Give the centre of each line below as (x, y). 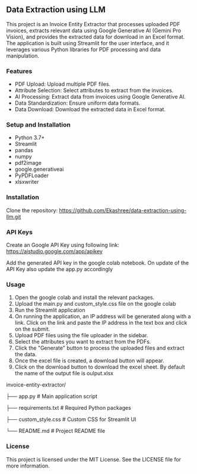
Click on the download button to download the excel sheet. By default (100, 367)
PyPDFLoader (32, 175)
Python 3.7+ (30, 138)
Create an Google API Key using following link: (63, 245)
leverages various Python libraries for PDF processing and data (84, 49)
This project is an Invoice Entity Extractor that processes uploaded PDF (93, 24)
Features (19, 71)
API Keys (19, 232)
